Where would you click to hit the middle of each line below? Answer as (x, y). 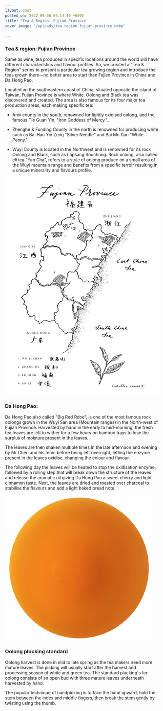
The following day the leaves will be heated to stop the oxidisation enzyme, (81, 467)
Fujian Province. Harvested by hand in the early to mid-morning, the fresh (79, 427)
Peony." (20, 140)
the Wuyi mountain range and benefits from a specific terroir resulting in (85, 165)
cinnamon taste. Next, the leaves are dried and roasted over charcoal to (77, 483)
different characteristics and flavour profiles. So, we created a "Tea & (75, 65)
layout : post (18, 10)
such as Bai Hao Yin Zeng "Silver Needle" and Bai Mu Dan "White (78, 135)
